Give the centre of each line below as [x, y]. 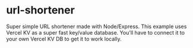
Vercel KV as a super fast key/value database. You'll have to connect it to [96, 32]
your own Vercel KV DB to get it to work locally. [64, 39]
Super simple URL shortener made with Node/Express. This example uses [96, 26]
